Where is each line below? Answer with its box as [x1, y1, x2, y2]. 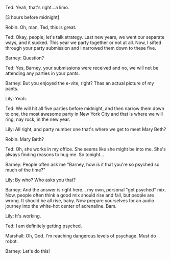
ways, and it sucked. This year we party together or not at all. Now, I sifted [5, 39, 162, 46]
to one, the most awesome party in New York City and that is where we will [5, 111, 163, 117]
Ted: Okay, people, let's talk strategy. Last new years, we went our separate [5, 34, 165, 40]
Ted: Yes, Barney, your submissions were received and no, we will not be [5, 65, 159, 71]
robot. [5, 238, 18, 244]
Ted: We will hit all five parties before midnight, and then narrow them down [5, 105, 165, 112]
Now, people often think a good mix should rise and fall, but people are [5, 192, 154, 198]
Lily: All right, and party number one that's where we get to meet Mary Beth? [5, 126, 166, 132]
